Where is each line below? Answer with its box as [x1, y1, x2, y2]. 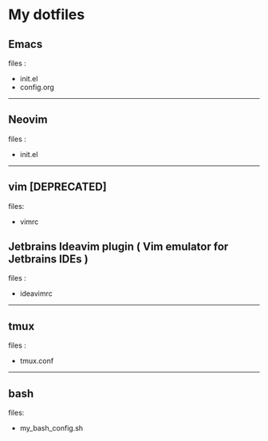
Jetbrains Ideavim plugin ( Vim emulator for [8, 240, 229, 254]
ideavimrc [19, 289, 53, 298]
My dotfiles [8, 6, 85, 24]
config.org [19, 82, 54, 92]
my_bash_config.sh [19, 423, 84, 433]
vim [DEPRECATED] [8, 180, 108, 194]
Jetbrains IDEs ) [8, 253, 89, 266]
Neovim [8, 113, 48, 127]
